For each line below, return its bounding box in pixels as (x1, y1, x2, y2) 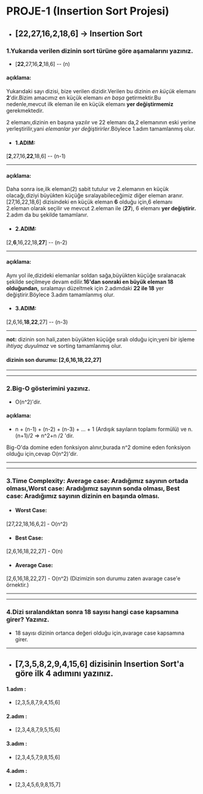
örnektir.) (6, 581, 29, 589)
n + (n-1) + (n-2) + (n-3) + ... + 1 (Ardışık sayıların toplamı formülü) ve (14, 425, 187, 433)
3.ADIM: (14, 305, 37, 312)
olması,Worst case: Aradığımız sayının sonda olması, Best (6, 484, 180, 492)
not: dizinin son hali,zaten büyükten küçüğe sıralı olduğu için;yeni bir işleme (6, 336, 195, 343)
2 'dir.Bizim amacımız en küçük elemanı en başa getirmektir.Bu (6, 94, 161, 101)
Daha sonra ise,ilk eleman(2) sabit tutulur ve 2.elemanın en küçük (6, 185, 169, 193)
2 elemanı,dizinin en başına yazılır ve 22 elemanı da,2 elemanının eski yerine (6, 119, 196, 126)
